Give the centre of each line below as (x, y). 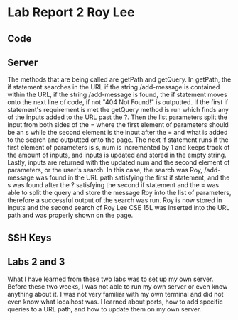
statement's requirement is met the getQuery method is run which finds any (118, 110)
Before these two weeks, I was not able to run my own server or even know (118, 286)
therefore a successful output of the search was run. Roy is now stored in (115, 200)
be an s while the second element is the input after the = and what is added (118, 133)
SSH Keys (29, 237)
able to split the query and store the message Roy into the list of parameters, (119, 193)
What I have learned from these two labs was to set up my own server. (110, 279)
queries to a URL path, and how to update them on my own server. (104, 309)
